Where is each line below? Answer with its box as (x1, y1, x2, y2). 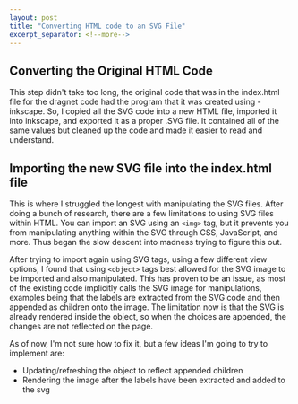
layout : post (9, 13, 58, 22)
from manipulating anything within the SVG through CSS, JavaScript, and (9, 227, 278, 238)
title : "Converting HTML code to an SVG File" (9, 22, 186, 31)
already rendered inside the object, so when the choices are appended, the (9, 312, 287, 321)
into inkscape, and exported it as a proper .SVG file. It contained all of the (9, 116, 280, 127)
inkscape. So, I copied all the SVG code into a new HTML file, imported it (9, 106, 277, 117)
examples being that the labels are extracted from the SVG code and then (9, 293, 280, 303)
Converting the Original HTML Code (9, 63, 213, 78)
